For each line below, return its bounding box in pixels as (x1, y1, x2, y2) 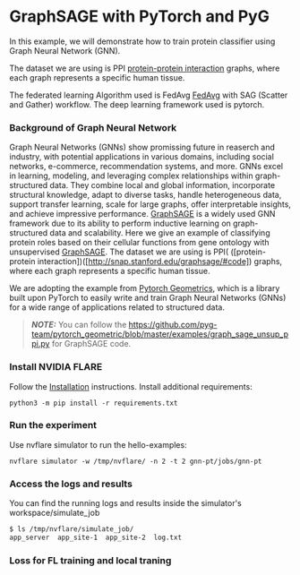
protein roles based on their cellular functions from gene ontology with (9, 237, 270, 248)
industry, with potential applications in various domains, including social (9, 151, 275, 162)
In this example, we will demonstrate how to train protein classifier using (9, 36, 276, 47)
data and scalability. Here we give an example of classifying (49, 227, 270, 238)
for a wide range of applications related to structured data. (9, 302, 226, 313)
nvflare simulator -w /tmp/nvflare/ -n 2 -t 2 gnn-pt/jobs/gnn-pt (9, 457, 262, 466)
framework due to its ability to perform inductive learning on (9, 218, 231, 229)
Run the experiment (9, 419, 97, 432)
